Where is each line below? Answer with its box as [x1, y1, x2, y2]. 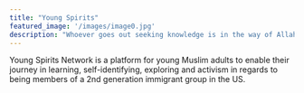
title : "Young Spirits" [9, 13, 100, 23]
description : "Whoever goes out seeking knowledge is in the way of [9, 30, 273, 39]
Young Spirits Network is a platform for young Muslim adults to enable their [9, 55, 290, 66]
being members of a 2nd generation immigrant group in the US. [9, 74, 246, 85]
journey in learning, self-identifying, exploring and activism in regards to [9, 64, 279, 75]
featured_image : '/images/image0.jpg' [9, 22, 156, 31]
